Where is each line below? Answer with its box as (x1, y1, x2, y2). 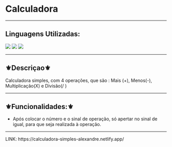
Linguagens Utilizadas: (5, 30, 80, 38)
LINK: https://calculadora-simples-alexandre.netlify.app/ (5, 136, 124, 142)
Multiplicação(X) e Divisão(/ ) (5, 82, 67, 89)
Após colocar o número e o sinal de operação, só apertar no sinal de (12, 116, 158, 122)
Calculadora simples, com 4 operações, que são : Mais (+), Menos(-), (5, 77, 153, 83)
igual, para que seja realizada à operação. (12, 121, 101, 128)
